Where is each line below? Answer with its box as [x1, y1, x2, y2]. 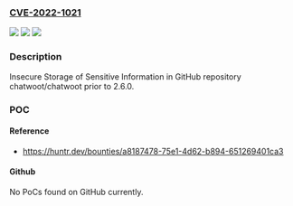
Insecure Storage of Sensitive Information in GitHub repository [9, 70, 241, 82]
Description [9, 51, 62, 63]
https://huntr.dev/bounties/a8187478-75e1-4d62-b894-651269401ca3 [22, 145, 284, 156]
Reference [9, 126, 50, 136]
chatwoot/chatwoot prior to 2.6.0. [9, 80, 135, 91]
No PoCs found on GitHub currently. [9, 186, 144, 197]
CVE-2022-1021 [9, 6, 81, 19]
